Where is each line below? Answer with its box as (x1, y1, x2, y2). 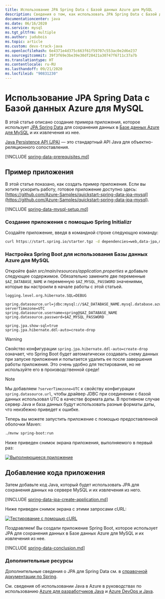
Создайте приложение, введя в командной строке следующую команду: (5, 229, 159, 235)
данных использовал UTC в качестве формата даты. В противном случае (5, 396, 160, 402)
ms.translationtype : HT (5, 57, 54, 62)
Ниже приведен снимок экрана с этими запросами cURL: (5, 506, 127, 512)
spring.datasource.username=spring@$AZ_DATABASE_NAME (5, 311, 118, 315)
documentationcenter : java (5, 16, 60, 21)
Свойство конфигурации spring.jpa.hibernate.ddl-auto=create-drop (5, 346, 148, 352)
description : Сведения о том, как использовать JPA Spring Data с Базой (5, 12, 157, 17)
